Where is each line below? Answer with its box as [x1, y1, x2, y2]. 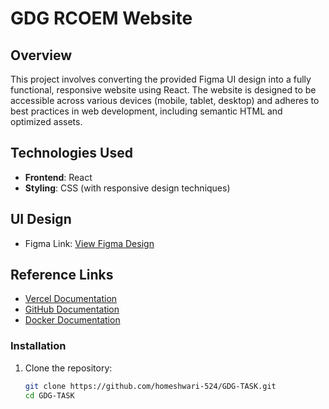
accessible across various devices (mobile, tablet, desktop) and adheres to [10, 95, 320, 106]
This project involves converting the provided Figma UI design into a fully [10, 73, 312, 85]
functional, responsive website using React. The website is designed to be [10, 84, 317, 96]
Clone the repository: [24, 362, 113, 374]
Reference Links [10, 267, 114, 284]
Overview [10, 47, 73, 64]
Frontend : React [24, 171, 93, 183]
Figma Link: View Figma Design [24, 237, 155, 249]
